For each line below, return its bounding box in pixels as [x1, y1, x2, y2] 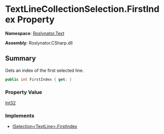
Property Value [5, 89, 43, 95]
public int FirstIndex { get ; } [5, 77, 72, 82]
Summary [5, 54, 36, 63]
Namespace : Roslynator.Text [5, 30, 64, 36]
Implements [5, 112, 35, 119]
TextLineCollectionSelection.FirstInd [5, 3, 160, 15]
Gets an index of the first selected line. [5, 67, 84, 73]
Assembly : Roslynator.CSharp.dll [5, 40, 73, 45]
